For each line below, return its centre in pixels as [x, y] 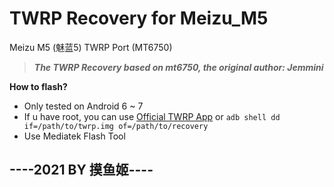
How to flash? [38, 86]
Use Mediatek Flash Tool [74, 136]
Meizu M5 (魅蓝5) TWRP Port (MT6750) [91, 47]
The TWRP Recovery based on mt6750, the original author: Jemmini [178, 67]
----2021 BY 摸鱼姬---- [81, 170]
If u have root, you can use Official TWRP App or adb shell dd [152, 116]
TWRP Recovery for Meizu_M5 [139, 18]
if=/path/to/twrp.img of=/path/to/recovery [116, 126]
